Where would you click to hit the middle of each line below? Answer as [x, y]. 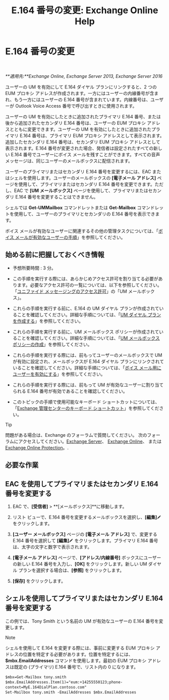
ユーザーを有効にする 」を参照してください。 [59, 374]
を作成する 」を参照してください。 [48, 321]
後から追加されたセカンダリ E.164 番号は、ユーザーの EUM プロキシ [76, 123]
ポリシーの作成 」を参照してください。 [52, 344]
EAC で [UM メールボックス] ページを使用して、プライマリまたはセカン [88, 191]
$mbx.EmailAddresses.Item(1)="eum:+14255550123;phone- [64, 682]
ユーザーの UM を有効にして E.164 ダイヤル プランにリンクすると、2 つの [81, 87]
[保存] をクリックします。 [39, 581]
